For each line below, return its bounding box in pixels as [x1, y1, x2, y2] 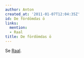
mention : [9, 25, 28, 30]
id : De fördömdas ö [5, 16, 45, 21]
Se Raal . [5, 47, 22, 54]
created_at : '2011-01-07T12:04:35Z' [5, 12, 80, 17]
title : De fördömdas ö [5, 35, 52, 39]
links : [5, 20, 19, 26]
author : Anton [5, 7, 34, 12]
